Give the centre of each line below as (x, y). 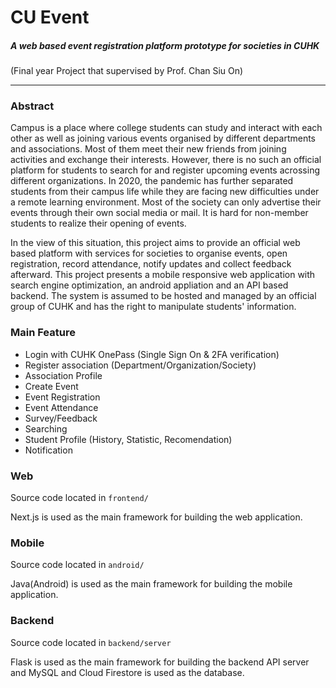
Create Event (51, 386)
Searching (46, 428)
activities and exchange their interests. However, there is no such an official (166, 160)
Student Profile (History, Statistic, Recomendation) (128, 439)
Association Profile (63, 375)
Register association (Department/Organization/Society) (140, 365)
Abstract (32, 106)
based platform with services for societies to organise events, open (149, 253)
